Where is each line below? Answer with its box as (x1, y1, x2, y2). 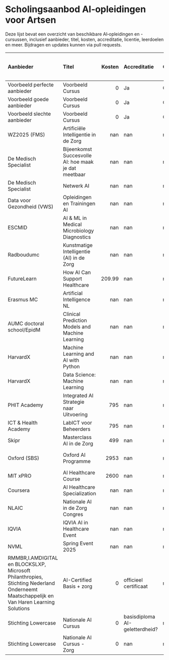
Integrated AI (62, 392, 94, 399)
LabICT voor (62, 419, 92, 426)
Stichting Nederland (8, 580, 55, 587)
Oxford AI (62, 451, 86, 458)
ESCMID (8, 224, 28, 231)
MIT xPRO (8, 472, 32, 479)
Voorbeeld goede (8, 96, 49, 103)
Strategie (62, 398, 84, 405)
